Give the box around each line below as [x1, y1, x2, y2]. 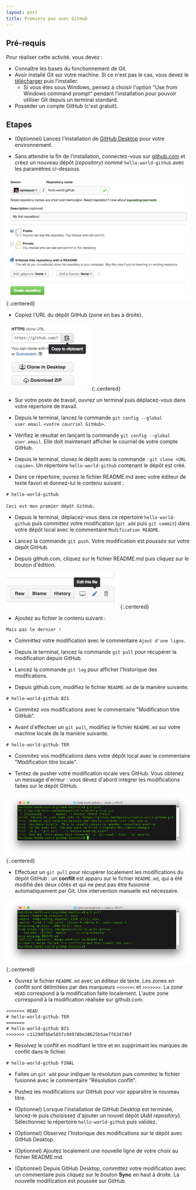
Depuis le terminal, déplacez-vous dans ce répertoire [14, 513, 143, 520]
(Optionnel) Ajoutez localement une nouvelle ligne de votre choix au [14, 1147, 178, 1154]
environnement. [14, 142, 53, 149]
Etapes [6, 119, 32, 129]
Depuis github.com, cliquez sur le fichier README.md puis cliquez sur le [14, 555, 189, 562]
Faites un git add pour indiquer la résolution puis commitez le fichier [14, 1070, 180, 1077]
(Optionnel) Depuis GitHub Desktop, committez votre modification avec [14, 1165, 186, 1172]
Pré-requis [6, 38, 46, 48]
